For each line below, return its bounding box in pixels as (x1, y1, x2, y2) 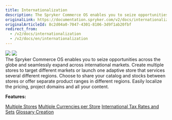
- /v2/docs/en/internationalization (10, 36, 88, 42)
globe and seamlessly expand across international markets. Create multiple (5, 62, 164, 68)
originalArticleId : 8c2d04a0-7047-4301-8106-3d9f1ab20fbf (5, 22, 132, 27)
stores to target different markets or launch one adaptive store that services (5, 67, 165, 73)
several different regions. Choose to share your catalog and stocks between (5, 72, 165, 78)
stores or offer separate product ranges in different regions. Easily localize (5, 78, 162, 84)
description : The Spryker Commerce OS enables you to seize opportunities (5, 12, 168, 17)
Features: (5, 93, 27, 99)
